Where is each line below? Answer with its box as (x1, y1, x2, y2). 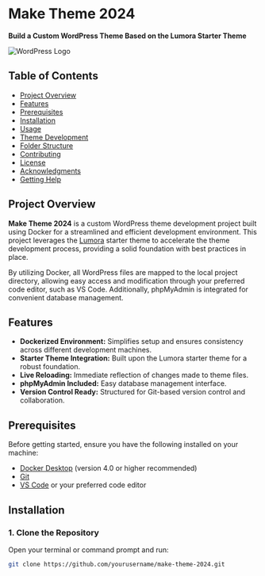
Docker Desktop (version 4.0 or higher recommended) (19, 463, 198, 473)
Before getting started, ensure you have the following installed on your (8, 440, 239, 449)
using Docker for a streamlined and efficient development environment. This (8, 227, 258, 236)
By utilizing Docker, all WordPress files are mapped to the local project (8, 267, 238, 277)
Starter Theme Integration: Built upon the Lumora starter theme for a (19, 353, 248, 363)
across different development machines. (19, 345, 152, 355)
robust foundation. (19, 362, 81, 372)
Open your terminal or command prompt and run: (8, 544, 169, 555)
